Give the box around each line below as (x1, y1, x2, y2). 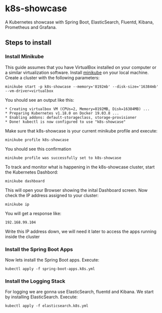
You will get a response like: (5, 210, 62, 216)
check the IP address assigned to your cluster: (5, 192, 99, 198)
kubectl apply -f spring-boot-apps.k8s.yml (5, 266, 95, 271)
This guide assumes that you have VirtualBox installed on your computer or (5, 64, 157, 70)
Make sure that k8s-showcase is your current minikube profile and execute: (5, 128, 158, 134)
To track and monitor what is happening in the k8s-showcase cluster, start (5, 164, 155, 170)
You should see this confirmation (5, 146, 71, 152)
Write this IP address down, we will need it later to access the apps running (5, 228, 157, 234)
